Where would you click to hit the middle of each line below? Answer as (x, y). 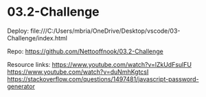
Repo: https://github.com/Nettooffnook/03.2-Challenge (85, 51)
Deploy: (18, 31)
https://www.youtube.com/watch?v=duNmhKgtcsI (78, 72)
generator (21, 86)
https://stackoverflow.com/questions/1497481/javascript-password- (103, 79)
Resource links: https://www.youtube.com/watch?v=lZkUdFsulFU (100, 64)
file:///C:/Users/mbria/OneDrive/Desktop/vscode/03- (105, 31)
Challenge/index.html (37, 38)
